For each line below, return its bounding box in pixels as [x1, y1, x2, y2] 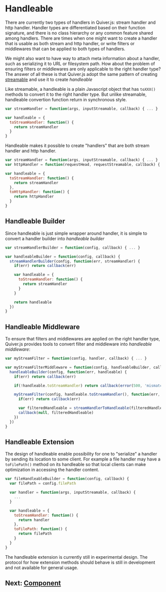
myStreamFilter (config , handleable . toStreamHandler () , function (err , [14, 392, 161, 397]
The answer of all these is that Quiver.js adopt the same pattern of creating [5, 71, 158, 77]
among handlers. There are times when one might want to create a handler [5, 35, 157, 41]
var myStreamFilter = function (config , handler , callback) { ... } [5, 356, 147, 361]
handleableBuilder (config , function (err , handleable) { [9, 369, 127, 375]
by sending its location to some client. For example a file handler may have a [5, 456, 161, 462]
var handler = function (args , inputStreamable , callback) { [9, 490, 136, 495]
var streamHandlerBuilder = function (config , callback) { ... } [5, 245, 140, 250]
